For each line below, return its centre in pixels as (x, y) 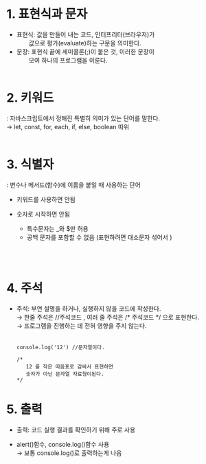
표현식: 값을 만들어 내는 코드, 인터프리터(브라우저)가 (85, 34)
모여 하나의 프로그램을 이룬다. (68, 60)
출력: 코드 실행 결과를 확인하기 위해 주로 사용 (76, 430)
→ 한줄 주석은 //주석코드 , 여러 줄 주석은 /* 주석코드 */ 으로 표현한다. (108, 317)
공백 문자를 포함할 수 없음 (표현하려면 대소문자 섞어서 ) (99, 237)
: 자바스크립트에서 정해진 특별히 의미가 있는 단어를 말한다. (83, 118)
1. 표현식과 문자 (47, 14)
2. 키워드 (30, 98)
